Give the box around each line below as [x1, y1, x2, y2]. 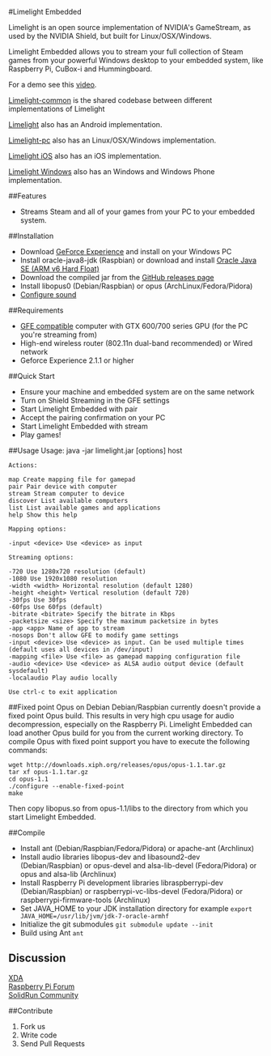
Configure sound [19, 290, 77, 299]
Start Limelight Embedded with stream [19, 421, 148, 431]
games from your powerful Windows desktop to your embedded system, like [8, 56, 264, 65]
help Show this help [8, 511, 78, 519]
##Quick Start [8, 372, 55, 381]
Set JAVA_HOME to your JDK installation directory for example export [19, 904, 252, 913]
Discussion [8, 952, 66, 965]
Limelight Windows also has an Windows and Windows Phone [8, 167, 215, 177]
